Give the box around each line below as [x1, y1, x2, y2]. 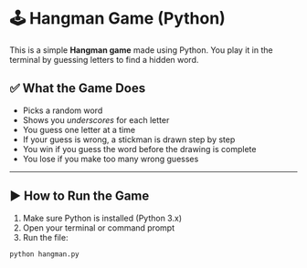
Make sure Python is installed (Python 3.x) [22, 212, 183, 223]
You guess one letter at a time [22, 124, 135, 135]
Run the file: [22, 232, 69, 242]
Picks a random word [22, 105, 103, 116]
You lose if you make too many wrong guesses [22, 153, 199, 164]
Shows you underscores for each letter [22, 114, 170, 125]
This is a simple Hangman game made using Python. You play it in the [9, 44, 273, 56]
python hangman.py [9, 249, 79, 259]
